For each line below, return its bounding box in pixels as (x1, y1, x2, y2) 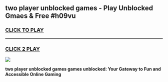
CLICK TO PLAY (5, 27, 44, 34)
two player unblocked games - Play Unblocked (5, 4, 153, 12)
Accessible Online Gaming (5, 71, 61, 77)
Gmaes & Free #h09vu (5, 12, 76, 20)
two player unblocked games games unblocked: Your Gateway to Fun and (5, 66, 161, 72)
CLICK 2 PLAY (5, 45, 40, 52)
